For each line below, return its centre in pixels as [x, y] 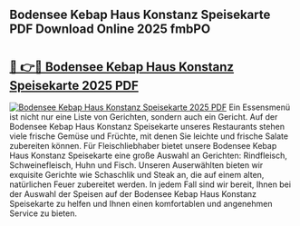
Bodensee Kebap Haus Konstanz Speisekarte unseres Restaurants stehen [147, 127]
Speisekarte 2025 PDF [74, 85]
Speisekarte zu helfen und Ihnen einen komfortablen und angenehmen [141, 204]
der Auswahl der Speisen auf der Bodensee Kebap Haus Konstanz [133, 194]
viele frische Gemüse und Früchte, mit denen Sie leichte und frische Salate [149, 136]
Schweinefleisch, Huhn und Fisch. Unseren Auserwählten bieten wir [136, 165]
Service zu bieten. [43, 213]
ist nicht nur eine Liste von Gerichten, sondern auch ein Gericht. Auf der [144, 117]
